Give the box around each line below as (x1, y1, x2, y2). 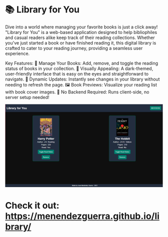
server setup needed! (5, 94, 49, 100)
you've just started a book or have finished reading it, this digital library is (5, 39, 156, 45)
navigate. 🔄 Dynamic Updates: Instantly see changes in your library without (5, 76, 160, 82)
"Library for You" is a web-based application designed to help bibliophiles (5, 29, 157, 35)
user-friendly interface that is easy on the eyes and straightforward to (5, 70, 149, 76)
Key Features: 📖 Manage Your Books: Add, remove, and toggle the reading (5, 60, 158, 66)
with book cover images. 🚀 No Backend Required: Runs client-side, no (5, 88, 149, 95)
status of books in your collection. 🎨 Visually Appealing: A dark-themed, (5, 65, 153, 71)
